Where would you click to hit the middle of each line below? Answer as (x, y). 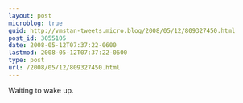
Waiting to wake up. (41, 90)
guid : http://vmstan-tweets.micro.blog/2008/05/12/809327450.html (122, 30)
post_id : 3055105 (37, 38)
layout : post (30, 16)
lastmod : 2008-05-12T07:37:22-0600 (68, 53)
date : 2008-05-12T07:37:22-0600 (62, 46)
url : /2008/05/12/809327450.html (64, 68)
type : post (27, 61)
